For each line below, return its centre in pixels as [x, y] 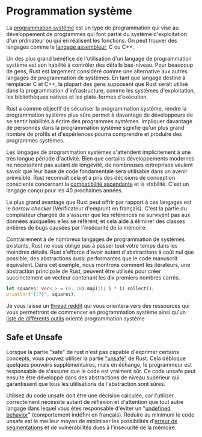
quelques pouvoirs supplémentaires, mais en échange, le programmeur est [99, 364]
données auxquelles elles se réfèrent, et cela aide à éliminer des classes [96, 221]
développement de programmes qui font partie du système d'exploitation [97, 34]
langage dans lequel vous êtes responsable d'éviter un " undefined [88, 408]
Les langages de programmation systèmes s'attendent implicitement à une [99, 152]
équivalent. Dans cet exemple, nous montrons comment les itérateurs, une [98, 264]
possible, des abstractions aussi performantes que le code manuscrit [92, 258]
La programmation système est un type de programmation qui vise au [93, 28]
